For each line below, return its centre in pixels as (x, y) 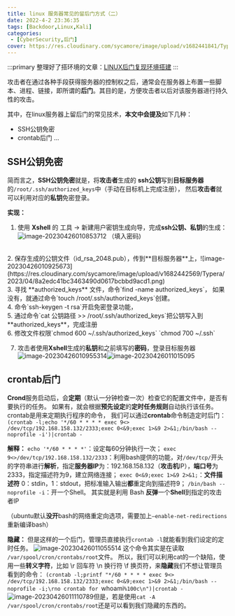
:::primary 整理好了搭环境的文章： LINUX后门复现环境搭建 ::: (93, 67)
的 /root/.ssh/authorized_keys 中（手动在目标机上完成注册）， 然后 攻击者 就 (115, 189)
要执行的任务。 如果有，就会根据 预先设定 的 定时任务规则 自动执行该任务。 (112, 406)
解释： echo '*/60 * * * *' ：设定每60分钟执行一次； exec (92, 448)
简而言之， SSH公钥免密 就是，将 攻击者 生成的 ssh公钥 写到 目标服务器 (106, 180)
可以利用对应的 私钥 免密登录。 (50, 197)
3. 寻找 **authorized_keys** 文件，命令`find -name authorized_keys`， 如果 (116, 289)
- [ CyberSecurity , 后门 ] (44, 40)
